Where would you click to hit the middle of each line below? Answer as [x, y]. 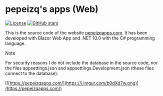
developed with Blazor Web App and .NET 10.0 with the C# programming [80, 38]
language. [15, 43]
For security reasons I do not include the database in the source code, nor [81, 62]
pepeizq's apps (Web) [52, 9]
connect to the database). [32, 73]
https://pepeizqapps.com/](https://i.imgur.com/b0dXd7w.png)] [74, 83]
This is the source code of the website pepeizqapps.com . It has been [76, 32]
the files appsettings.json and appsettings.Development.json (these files [79, 68]
